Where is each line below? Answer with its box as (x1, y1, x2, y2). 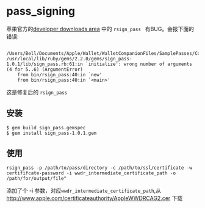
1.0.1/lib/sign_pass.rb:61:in (6, 61, 84, 67)
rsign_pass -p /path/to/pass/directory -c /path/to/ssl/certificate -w (6, 165, 192, 171)
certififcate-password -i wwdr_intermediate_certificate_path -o (6, 170, 176, 176)
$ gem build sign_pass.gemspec (6, 124, 86, 131)
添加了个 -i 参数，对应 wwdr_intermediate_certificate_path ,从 (6, 187, 162, 194)
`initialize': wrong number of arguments (85, 61, 192, 67)
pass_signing (6, 4, 75, 18)
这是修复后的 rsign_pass (6, 88, 68, 96)
